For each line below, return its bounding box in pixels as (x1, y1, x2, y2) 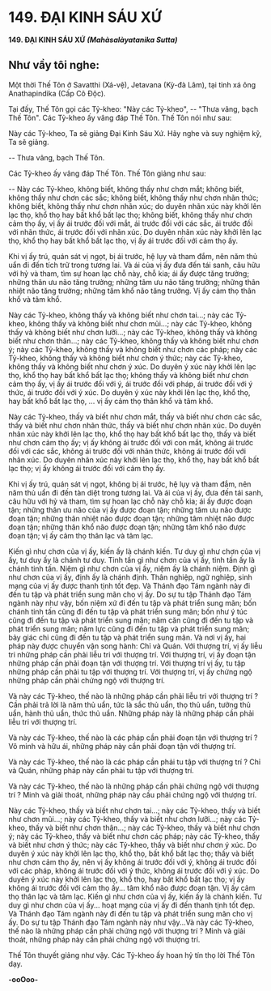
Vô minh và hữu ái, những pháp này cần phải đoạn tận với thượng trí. (8, 741, 236, 751)
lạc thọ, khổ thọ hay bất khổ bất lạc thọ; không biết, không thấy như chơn (8, 210, 253, 219)
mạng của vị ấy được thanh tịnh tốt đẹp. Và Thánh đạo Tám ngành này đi (8, 581, 251, 590)
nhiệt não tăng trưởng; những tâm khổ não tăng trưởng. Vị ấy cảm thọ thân (8, 286, 256, 296)
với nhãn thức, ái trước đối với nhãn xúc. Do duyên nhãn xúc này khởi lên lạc (8, 227, 263, 236)
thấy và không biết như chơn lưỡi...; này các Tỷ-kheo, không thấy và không (8, 327, 257, 337)
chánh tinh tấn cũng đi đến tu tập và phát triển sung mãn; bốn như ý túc (8, 606, 248, 616)
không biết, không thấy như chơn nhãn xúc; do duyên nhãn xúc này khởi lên (8, 201, 261, 211)
